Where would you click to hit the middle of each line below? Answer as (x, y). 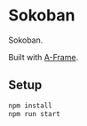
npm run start (35, 114)
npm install (30, 106)
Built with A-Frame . (43, 57)
